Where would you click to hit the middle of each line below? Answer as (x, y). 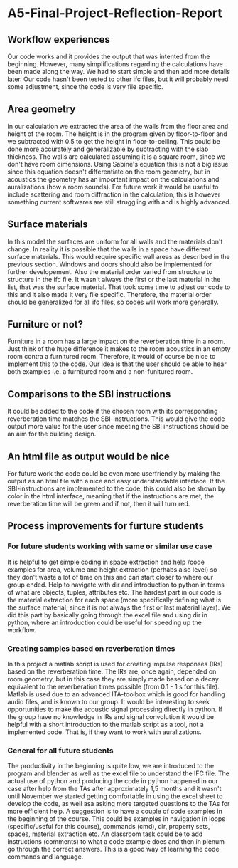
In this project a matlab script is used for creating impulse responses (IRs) (115, 664)
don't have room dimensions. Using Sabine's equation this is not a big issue (118, 164)
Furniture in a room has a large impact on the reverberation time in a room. (116, 341)
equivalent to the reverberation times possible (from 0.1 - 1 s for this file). (113, 687)
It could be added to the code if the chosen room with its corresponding (113, 412)
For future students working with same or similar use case (110, 546)
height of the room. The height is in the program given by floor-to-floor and (117, 134)
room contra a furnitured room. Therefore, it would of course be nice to (112, 357)
